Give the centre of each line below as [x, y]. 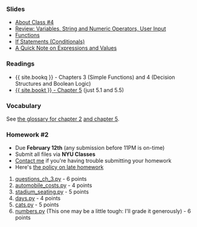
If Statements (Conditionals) [50, 42]
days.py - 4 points [38, 198]
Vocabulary [24, 106]
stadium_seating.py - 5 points [52, 192]
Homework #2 [27, 134]
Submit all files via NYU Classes [55, 154]
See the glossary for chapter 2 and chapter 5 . [63, 119]
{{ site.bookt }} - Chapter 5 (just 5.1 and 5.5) [69, 90]
